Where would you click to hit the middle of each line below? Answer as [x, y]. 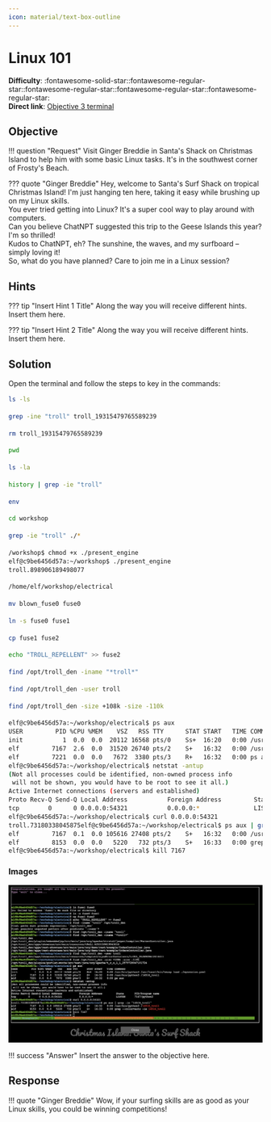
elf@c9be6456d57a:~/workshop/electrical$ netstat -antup [106, 766]
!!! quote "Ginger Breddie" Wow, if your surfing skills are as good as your [129, 1100]
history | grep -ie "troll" [56, 485]
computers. [27, 218]
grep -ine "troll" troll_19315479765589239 [83, 416]
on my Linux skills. [39, 201]
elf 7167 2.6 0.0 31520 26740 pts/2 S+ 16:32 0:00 [128, 748]
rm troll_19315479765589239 [56, 433]
